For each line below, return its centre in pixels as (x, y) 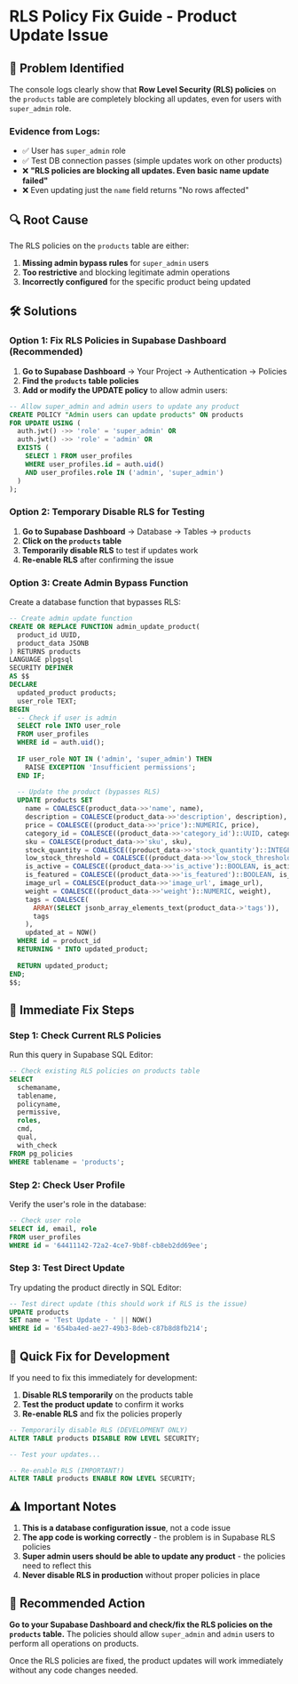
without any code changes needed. (74, 1670)
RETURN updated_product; (63, 966)
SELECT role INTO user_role (69, 726)
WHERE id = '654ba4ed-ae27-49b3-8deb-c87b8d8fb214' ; (109, 1329)
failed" (35, 181)
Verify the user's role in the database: (78, 1204)
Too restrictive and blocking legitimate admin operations (126, 272)
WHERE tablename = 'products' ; (67, 1162)
